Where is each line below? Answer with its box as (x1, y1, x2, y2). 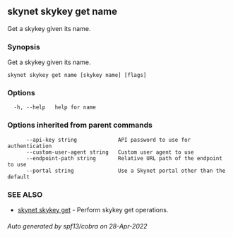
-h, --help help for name (13, 104, 97, 111)
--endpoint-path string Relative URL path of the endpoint (25, 154, 222, 162)
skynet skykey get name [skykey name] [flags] (7, 72, 147, 79)
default (7, 173, 30, 181)
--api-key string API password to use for (25, 136, 191, 143)
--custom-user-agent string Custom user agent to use (25, 148, 194, 156)
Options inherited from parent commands (7, 120, 153, 130)
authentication (7, 142, 52, 150)
